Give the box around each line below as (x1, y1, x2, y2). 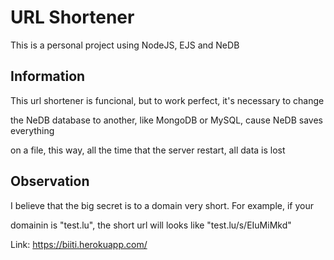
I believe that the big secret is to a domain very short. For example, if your (10, 199, 314, 211)
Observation (10, 173, 90, 190)
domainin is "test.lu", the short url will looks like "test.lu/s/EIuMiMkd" (10, 219, 292, 231)
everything (10, 124, 55, 136)
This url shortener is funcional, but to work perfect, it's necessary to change (10, 94, 325, 106)
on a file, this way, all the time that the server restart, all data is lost (10, 144, 286, 156)
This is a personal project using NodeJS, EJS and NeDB (10, 39, 240, 51)
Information (10, 68, 86, 85)
